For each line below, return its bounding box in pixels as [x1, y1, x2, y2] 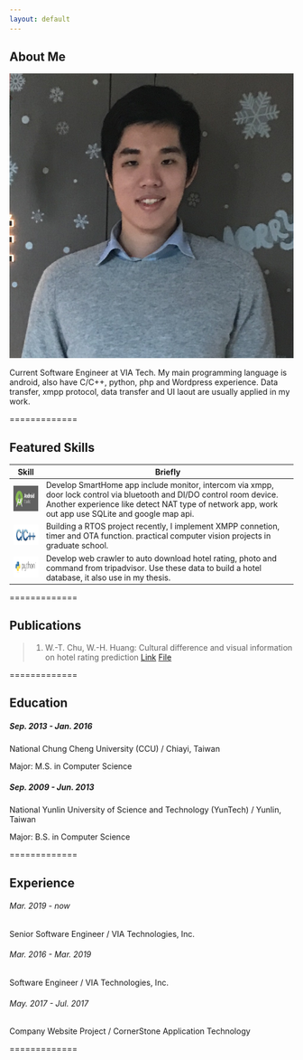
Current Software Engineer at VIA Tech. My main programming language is [9, 367, 287, 379]
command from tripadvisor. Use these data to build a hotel [45, 562, 262, 573]
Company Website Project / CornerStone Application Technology [9, 1026, 251, 1037]
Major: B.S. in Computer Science [9, 831, 131, 842]
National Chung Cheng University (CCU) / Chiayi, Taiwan [9, 744, 221, 755]
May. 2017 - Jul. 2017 [9, 998, 89, 1008]
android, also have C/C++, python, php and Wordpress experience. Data [9, 377, 279, 388]
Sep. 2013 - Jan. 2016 [9, 720, 93, 731]
